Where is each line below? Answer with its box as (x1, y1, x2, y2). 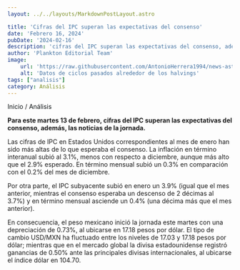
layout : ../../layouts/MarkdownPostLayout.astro (7, 10, 155, 18)
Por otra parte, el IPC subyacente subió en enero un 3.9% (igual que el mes (7, 182, 230, 190)
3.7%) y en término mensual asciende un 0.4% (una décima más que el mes (7, 197, 232, 205)
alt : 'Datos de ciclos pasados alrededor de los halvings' (20, 69, 200, 77)
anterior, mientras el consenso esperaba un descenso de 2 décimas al (7, 189, 214, 198)
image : (7, 56, 27, 64)
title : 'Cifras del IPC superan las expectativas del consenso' (7, 23, 203, 31)
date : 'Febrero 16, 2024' (7, 30, 84, 37)
